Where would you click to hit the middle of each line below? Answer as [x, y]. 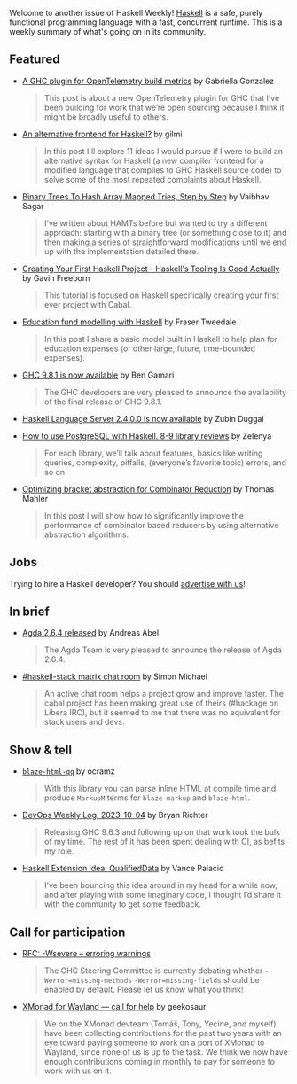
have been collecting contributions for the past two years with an [163, 1033]
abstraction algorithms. [86, 534]
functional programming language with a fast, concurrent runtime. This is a [146, 22]
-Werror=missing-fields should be [197, 980]
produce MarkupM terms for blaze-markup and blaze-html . [147, 798]
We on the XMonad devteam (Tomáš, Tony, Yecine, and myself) [160, 1024]
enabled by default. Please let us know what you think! [144, 990]
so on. [56, 472]
